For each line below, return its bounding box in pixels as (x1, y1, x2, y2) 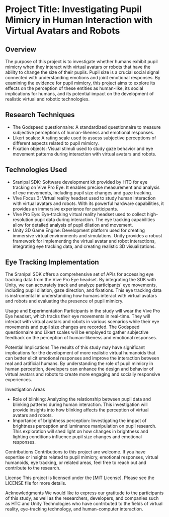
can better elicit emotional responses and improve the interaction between (5, 355, 159, 361)
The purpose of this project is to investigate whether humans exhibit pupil (5, 59, 158, 64)
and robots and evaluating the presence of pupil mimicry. (5, 298, 124, 304)
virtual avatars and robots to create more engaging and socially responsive (5, 371, 160, 377)
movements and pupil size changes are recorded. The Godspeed (5, 324, 140, 330)
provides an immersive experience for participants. (12, 205, 118, 212)
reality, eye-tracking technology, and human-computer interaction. (5, 506, 143, 512)
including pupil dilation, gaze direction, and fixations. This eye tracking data (5, 287, 162, 293)
